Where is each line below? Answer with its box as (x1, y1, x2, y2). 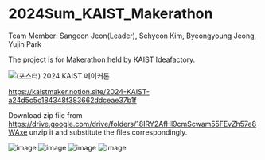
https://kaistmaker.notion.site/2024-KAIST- (8, 86, 150, 96)
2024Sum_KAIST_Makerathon (8, 5, 213, 23)
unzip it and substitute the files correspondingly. (29, 128, 188, 137)
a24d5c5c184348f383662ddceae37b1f (8, 95, 137, 105)
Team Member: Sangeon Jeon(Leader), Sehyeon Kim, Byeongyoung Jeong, (8, 31, 257, 40)
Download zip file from (8, 110, 83, 120)
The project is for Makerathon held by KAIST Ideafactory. (8, 55, 196, 64)
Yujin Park (8, 39, 42, 48)
